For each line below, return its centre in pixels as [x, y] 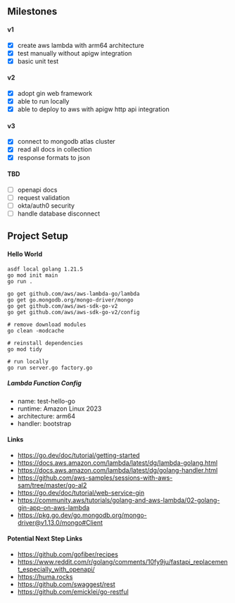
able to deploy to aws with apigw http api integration [94, 109]
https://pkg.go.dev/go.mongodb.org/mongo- [82, 515]
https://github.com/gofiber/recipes [68, 554]
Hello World [25, 254]
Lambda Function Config [45, 383]
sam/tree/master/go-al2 [52, 485]
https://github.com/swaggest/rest [66, 584]
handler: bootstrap [44, 423]
